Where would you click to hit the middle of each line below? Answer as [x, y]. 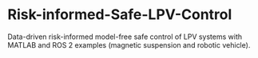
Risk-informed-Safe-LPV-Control [120, 15]
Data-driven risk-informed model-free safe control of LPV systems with [125, 37]
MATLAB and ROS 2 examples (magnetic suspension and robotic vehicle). [129, 44]
